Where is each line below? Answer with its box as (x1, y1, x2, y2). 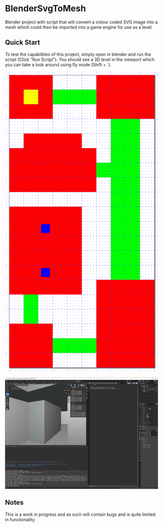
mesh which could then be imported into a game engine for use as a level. (5, 24, 153, 30)
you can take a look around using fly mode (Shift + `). (5, 61, 112, 67)
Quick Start (5, 39, 40, 47)
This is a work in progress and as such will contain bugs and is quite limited (5, 511, 156, 517)
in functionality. (5, 516, 36, 522)
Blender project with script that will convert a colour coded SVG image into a (5, 19, 158, 25)
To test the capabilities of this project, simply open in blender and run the (5, 51, 151, 57)
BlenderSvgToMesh (5, 3, 86, 14)
